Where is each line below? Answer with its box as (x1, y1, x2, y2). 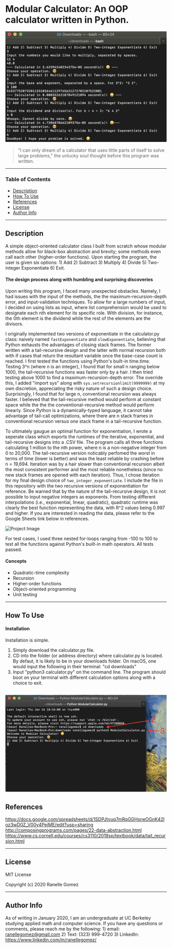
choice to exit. (12, 679, 43, 686)
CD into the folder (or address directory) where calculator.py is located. (12, 652, 163, 658)
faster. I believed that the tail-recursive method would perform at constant (5, 396, 161, 402)
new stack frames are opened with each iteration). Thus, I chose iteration (5, 472, 160, 478)
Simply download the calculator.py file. (12, 647, 95, 653)
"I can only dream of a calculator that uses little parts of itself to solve (17, 147, 165, 153)
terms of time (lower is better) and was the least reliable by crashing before (5, 455, 164, 461)
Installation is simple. (5, 637, 50, 643)
